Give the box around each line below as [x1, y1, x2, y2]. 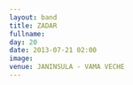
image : [9, 54, 34, 63]
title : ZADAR [9, 21, 58, 30]
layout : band [9, 12, 58, 22]
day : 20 [9, 37, 38, 47]
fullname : [9, 29, 46, 38]
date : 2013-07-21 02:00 [9, 46, 98, 55]
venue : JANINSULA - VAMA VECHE [9, 63, 125, 72]
